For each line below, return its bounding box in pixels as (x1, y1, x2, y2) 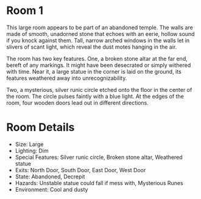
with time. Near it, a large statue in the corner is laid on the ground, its (6, 68, 182, 75)
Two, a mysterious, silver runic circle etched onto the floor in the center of (6, 86, 192, 93)
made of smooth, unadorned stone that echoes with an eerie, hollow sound (6, 30, 195, 37)
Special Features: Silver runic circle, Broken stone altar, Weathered (15, 153, 183, 161)
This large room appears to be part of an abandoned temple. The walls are (6, 24, 193, 31)
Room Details (6, 120, 75, 134)
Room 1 (6, 4, 44, 18)
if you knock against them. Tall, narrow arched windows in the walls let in (6, 37, 190, 44)
